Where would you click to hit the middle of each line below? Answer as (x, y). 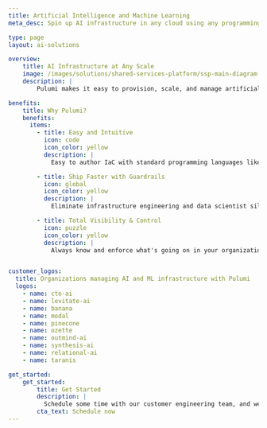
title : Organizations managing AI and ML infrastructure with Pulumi (133, 279)
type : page (26, 37)
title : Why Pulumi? (55, 111)
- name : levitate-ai (56, 301)
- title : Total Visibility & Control (99, 220)
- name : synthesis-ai (58, 346)
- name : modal (46, 316)
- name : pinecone (51, 323)
